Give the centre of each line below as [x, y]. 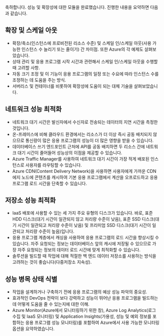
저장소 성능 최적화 [30, 200]
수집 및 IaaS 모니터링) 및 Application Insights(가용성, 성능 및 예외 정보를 [82, 316]
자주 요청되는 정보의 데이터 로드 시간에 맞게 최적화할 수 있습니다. [79, 250]
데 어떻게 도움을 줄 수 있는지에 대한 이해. [51, 304]
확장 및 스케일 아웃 [31, 30]
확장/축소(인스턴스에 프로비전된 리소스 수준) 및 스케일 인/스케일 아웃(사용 [82, 43]
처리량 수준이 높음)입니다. [50, 231]
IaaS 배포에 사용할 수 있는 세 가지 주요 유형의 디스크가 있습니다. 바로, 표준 [82, 213]
